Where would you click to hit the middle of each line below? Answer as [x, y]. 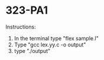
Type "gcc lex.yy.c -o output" [50, 45]
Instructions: [21, 27]
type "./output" [32, 50]
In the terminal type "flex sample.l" [56, 38]
